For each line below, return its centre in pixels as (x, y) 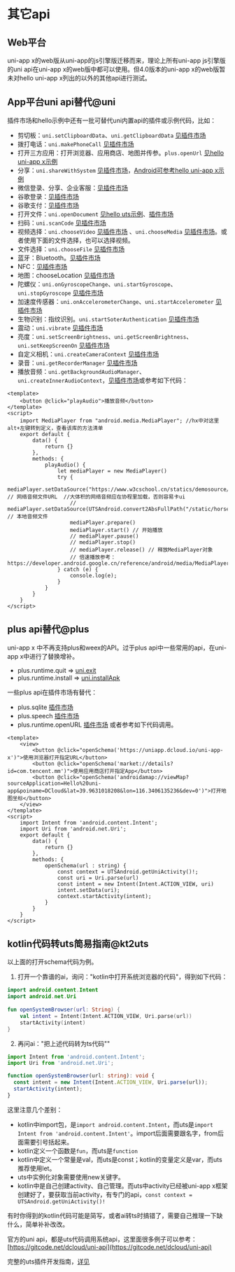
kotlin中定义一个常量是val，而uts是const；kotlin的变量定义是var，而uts (120, 1159)
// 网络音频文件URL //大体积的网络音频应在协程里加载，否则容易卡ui (96, 497)
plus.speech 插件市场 (48, 715)
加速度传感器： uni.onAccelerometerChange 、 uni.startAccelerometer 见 (120, 301)
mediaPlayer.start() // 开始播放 (116, 530)
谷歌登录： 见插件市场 (48, 196)
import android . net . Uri (42, 997)
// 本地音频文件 (28, 516)
